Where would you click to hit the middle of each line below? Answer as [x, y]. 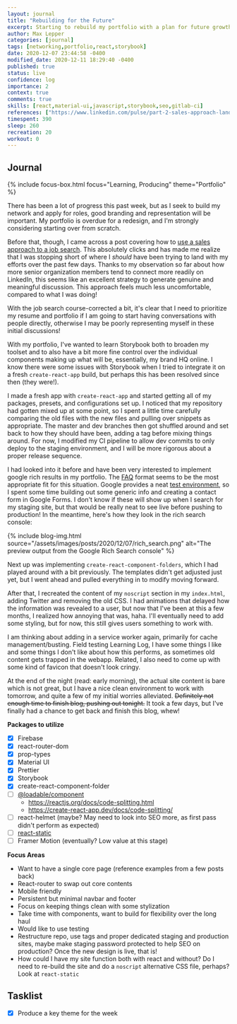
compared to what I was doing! [52, 295]
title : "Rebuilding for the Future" [61, 21]
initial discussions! [34, 331]
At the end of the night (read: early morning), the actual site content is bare [116, 681]
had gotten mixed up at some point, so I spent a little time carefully [104, 411]
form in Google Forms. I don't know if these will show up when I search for [115, 500]
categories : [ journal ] [41, 40]
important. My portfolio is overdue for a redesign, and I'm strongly [103, 221]
